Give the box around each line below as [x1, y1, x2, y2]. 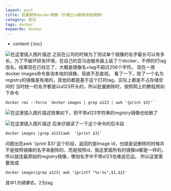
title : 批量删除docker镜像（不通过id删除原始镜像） [5, 12, 105, 17]
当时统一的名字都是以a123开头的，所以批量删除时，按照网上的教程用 [15, 83, 161, 90]
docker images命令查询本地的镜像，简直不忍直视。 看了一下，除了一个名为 [5, 70, 164, 77]
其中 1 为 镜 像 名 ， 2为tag [5, 180, 53, 186]
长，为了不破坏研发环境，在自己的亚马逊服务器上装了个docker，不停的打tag [5, 58, 166, 64]
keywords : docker [5, 27, 43, 32]
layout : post [5, 7, 33, 13]
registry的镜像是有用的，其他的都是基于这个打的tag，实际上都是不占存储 [5, 77, 159, 83]
